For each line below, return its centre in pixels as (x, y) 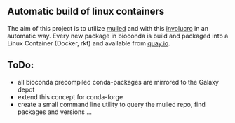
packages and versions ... (55, 112)
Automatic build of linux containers (86, 12)
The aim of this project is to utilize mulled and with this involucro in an (108, 28)
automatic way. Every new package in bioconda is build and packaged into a (118, 36)
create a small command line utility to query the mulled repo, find (111, 104)
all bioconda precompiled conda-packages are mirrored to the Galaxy (118, 82)
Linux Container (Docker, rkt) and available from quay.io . (89, 43)
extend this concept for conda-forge (70, 96)
